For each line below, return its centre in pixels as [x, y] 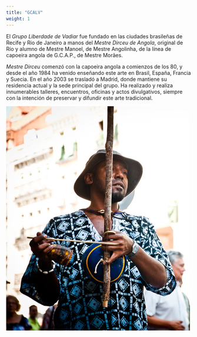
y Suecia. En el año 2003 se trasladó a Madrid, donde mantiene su [87, 79]
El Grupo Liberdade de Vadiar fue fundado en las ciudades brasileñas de [94, 36]
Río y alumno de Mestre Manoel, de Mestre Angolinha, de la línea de [89, 49]
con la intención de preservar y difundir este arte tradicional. [79, 98]
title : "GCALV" [25, 12]
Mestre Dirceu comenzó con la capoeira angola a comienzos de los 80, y [94, 66]
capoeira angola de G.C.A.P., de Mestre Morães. [65, 55]
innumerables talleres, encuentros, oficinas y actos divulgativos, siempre [94, 91]
